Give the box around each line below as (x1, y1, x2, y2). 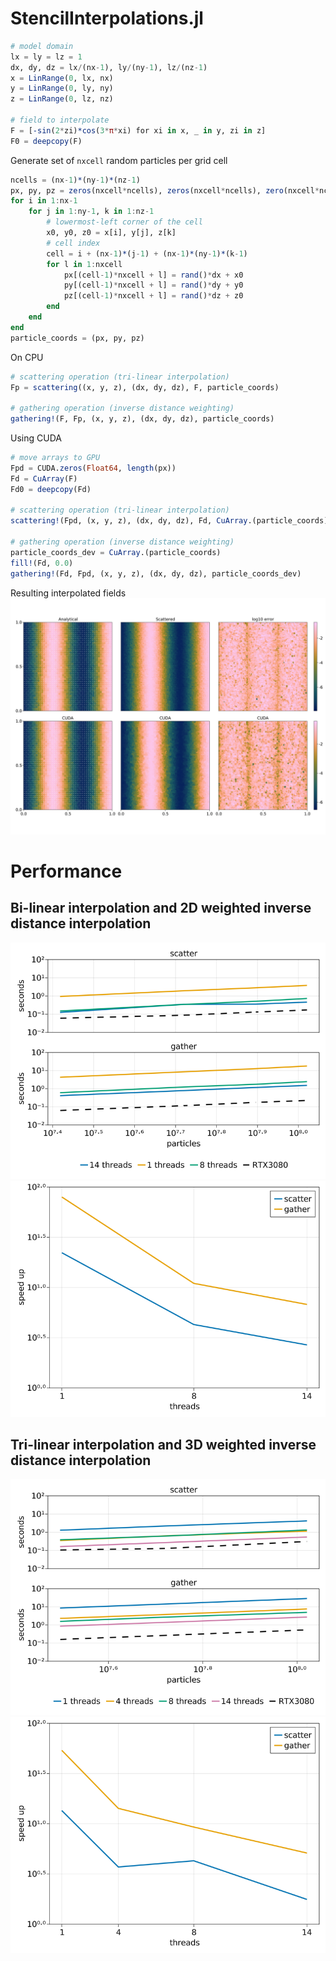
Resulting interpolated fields (10, 587, 127, 599)
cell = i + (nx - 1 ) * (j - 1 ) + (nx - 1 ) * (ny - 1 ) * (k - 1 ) (46, 248, 248, 259)
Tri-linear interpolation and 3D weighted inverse (10, 1436, 317, 1453)
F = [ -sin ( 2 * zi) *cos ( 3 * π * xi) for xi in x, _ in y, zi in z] (10, 125, 267, 136)
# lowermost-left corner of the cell (46, 217, 203, 227)
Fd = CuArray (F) (10, 473, 78, 484)
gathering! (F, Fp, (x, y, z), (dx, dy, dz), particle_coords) (10, 414, 275, 424)
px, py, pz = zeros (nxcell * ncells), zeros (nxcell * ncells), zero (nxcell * (10, 185, 320, 196)
